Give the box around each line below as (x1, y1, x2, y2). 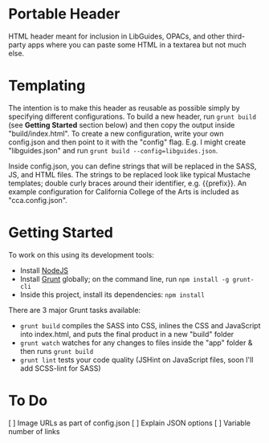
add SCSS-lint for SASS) (19, 363, 102, 373)
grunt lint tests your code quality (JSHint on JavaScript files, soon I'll (19, 355, 254, 364)
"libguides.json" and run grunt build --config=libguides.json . (8, 145, 218, 155)
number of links (8, 426, 60, 436)
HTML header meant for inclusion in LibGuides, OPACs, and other (8, 31, 226, 41)
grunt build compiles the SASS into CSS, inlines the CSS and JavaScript (19, 320, 261, 330)
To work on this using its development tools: (8, 250, 155, 259)
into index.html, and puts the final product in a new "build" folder (19, 329, 234, 339)
